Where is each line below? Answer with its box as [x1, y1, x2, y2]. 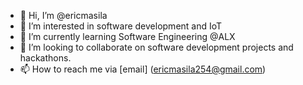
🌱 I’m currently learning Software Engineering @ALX [19, 31, 236, 42]
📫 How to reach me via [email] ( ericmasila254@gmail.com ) [19, 63, 267, 75]
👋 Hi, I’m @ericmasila [19, 10, 108, 21]
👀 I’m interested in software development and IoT [19, 20, 223, 32]
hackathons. [19, 52, 72, 64]
